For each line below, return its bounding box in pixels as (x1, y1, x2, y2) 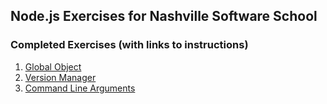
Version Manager (24, 71, 97, 83)
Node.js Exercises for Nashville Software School (10, 8, 318, 25)
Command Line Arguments (24, 82, 136, 94)
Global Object (24, 60, 82, 73)
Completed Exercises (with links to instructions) (10, 38, 249, 52)
